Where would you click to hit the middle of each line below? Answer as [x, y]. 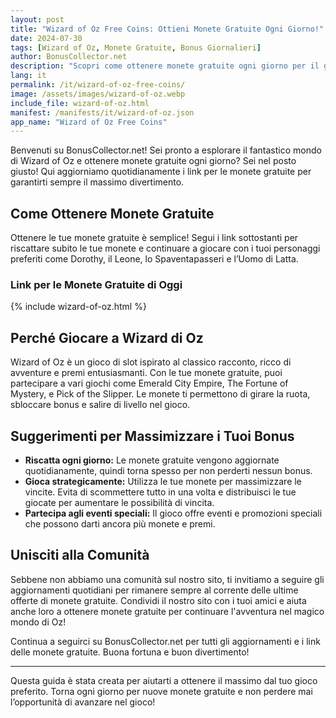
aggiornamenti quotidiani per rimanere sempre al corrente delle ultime [154, 590]
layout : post [37, 19]
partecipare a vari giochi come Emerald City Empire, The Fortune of [149, 383]
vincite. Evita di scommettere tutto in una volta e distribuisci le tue [160, 492]
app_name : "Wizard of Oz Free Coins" [89, 122]
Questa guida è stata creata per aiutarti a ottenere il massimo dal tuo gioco [164, 680]
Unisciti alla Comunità [80, 555]
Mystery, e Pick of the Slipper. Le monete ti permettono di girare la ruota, [160, 394]
